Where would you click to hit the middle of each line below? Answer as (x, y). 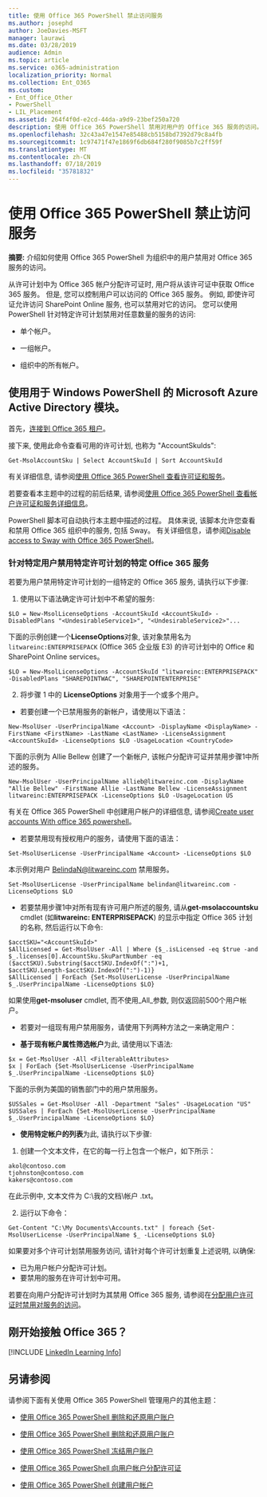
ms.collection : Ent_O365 (49, 82)
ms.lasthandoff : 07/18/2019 (55, 165)
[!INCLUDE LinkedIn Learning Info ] (65, 1352)
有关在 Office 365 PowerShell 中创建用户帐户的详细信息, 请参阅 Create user (131, 812)
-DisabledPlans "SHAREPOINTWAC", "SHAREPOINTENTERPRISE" (105, 679)
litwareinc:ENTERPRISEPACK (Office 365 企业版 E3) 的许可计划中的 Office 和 (132, 647)
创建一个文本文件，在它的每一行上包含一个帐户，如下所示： (118, 1151)
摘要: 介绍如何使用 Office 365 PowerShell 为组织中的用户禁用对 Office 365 (130, 257)
